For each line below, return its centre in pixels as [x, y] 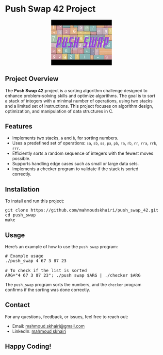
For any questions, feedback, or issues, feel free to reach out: [67, 317]
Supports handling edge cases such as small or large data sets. [75, 164]
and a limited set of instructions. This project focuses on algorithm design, [79, 106]
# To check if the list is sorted [46, 270]
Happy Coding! [28, 347]
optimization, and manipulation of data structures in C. [59, 111]
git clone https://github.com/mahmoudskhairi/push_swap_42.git [82, 210]
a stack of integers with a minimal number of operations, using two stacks [79, 101]
